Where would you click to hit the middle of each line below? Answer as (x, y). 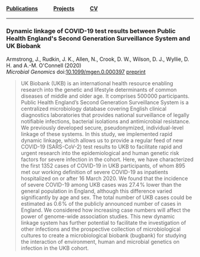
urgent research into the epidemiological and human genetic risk (100, 153)
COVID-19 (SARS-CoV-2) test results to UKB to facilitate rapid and (101, 147)
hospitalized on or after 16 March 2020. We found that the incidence (104, 178)
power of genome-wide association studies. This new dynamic (98, 216)
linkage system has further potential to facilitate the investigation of (103, 222)
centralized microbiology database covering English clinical (93, 109)
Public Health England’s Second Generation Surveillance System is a (105, 102)
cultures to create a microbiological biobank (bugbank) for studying (104, 235)
